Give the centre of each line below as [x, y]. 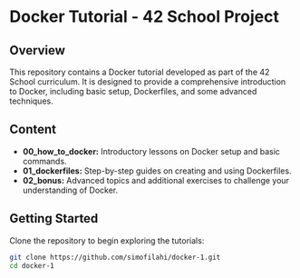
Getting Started [54, 218]
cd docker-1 [32, 265]
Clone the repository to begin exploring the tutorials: [107, 240]
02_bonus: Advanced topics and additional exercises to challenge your [156, 180]
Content [33, 129]
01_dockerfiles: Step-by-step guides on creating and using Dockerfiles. [157, 171]
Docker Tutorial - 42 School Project [144, 17]
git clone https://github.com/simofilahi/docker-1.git [115, 257]
